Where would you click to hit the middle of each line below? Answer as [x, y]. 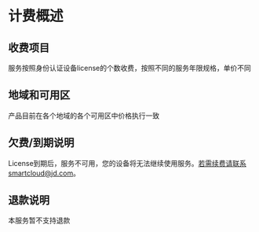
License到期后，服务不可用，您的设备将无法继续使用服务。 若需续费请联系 [128, 163]
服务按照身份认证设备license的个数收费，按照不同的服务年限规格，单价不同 [129, 68]
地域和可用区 [39, 95]
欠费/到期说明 [41, 143]
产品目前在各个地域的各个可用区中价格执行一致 [84, 116]
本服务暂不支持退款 [39, 220]
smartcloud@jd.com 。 [44, 173]
